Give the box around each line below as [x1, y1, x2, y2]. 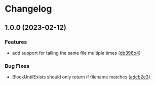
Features [5, 38, 27, 46]
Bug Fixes [5, 62, 30, 69]
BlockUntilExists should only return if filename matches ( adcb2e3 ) [12, 74, 150, 80]
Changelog [5, 3, 52, 15]
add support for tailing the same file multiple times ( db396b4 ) [12, 50, 141, 56]
